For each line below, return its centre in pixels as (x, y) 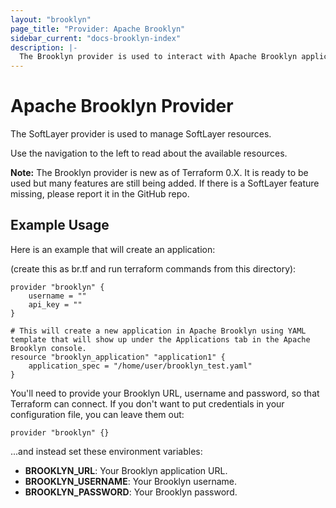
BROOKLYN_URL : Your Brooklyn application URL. (126, 470)
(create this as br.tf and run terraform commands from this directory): (153, 268)
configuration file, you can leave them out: (97, 414)
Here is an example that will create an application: (113, 249)
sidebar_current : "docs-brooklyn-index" (96, 38)
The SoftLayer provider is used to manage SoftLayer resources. (141, 134)
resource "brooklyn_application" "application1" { (118, 357)
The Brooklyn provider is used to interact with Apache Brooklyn (158, 57)
